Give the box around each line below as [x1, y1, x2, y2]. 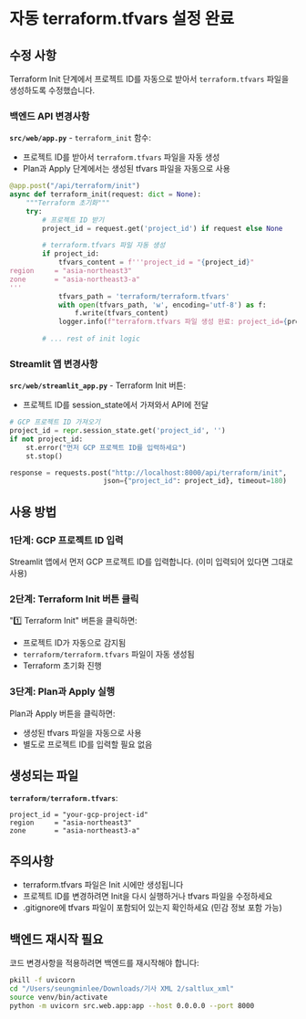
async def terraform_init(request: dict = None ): [9, 190, 202, 199]
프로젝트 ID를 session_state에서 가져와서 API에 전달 [22, 399, 209, 411]
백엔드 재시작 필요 [9, 931, 104, 947]
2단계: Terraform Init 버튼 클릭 [9, 593, 139, 605]
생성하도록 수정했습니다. [9, 85, 96, 96]
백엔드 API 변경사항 [9, 110, 90, 122]
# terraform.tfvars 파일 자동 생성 [42, 241, 166, 250]
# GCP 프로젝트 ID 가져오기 [9, 417, 101, 427]
